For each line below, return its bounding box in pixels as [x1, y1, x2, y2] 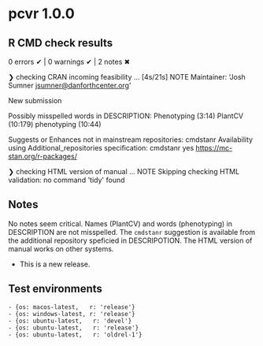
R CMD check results [8, 36, 113, 50]
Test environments [8, 282, 102, 296]
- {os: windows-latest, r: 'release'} [8, 310, 135, 318]
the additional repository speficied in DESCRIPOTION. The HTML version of [8, 236, 253, 245]
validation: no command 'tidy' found [8, 175, 125, 184]
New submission [8, 96, 62, 105]
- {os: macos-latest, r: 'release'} [8, 303, 135, 311]
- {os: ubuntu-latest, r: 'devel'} [8, 317, 132, 325]
